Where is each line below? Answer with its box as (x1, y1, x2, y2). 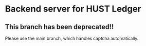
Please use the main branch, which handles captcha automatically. (5, 35, 139, 41)
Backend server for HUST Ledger (5, 3, 142, 15)
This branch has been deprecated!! (5, 23, 114, 31)
